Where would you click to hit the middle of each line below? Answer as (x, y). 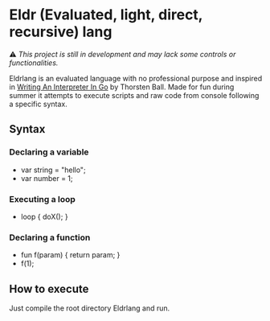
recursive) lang (61, 32)
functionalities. (34, 63)
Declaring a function (50, 237)
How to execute (49, 288)
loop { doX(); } (44, 216)
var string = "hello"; (53, 170)
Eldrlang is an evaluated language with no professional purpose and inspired (136, 78)
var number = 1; (47, 178)
